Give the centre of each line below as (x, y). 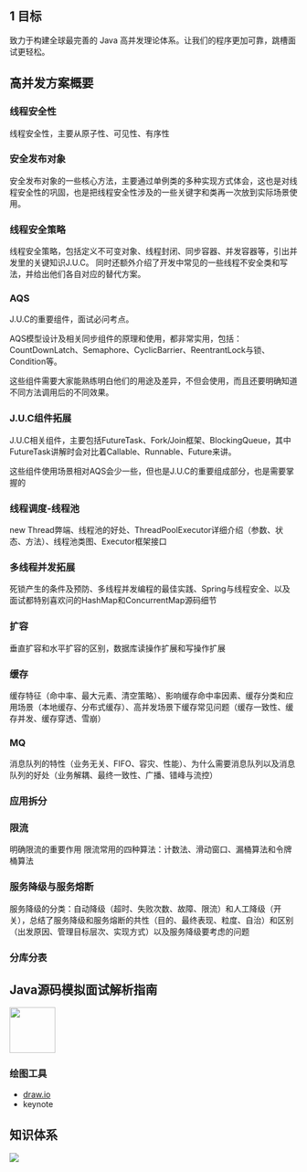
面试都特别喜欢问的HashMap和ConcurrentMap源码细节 (113, 601)
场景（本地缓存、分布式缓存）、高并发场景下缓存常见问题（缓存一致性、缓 (155, 707)
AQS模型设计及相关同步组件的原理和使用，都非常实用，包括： (126, 339)
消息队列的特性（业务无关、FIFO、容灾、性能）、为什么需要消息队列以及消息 (152, 764)
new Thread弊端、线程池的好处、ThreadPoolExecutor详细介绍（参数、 (143, 529)
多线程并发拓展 (42, 567)
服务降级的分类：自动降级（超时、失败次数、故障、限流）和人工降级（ (142, 909)
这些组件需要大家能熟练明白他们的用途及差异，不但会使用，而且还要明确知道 (153, 381)
